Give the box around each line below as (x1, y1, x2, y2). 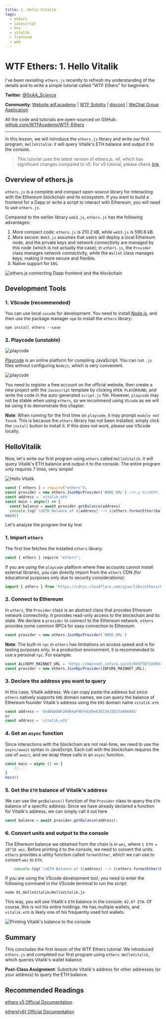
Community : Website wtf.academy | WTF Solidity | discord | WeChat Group (5, 101, 159, 107)
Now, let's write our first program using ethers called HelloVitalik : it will (5, 456, 153, 462)
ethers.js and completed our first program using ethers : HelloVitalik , (5, 952, 150, 958)
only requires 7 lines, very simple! (5, 466, 74, 472)
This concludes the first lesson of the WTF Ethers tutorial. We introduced (5, 946, 154, 952)
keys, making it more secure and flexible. (12, 255, 96, 261)
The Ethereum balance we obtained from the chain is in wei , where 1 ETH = (5, 841, 158, 847)
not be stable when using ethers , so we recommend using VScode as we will (5, 398, 159, 404)
